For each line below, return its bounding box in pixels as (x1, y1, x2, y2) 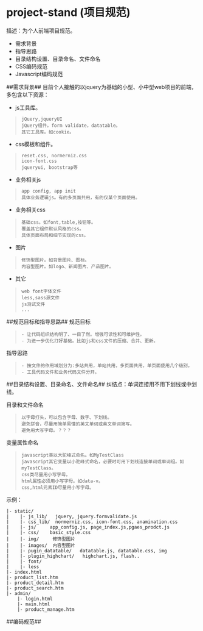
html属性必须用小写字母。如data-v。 (21, 478, 103, 484)
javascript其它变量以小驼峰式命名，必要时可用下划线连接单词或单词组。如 (21, 458, 185, 465)
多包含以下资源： (6, 91, 49, 98)
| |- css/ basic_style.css (6, 529, 91, 535)
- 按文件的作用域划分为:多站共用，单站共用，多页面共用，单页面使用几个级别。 (21, 362, 193, 369)
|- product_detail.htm (6, 580, 64, 586)
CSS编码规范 (15, 62, 47, 70)
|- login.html (17, 596, 53, 602)
